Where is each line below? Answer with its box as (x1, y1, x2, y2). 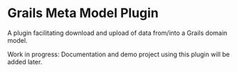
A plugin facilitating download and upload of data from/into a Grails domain (7, 29, 228, 37)
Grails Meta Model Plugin (7, 5, 159, 21)
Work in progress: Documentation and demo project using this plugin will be (7, 50, 230, 58)
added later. (7, 57, 43, 66)
